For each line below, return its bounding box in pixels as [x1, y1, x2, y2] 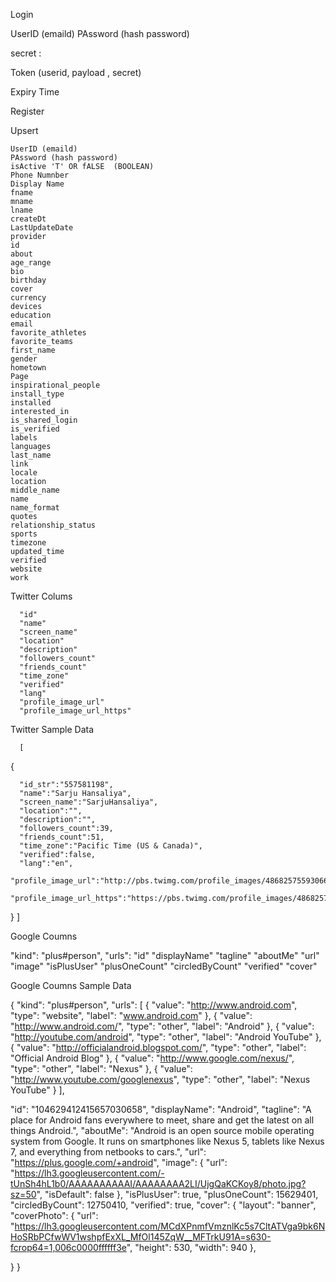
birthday [10, 275, 47, 285]
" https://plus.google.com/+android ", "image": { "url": [10, 1157, 228, 1168]
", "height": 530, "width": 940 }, [126, 1242, 257, 1253]
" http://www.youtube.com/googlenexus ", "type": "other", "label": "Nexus [10, 1074, 311, 1085]
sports [10, 529, 38, 539]
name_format [10, 503, 60, 513]
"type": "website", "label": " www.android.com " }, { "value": [10, 1010, 253, 1021]
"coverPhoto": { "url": [10, 1210, 99, 1221]
